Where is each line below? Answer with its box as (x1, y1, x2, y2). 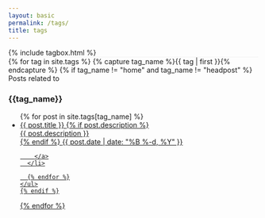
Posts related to (8, 74, 60, 83)
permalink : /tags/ (8, 19, 69, 27)
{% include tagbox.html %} (8, 48, 97, 58)
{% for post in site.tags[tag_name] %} (19, 112, 144, 121)
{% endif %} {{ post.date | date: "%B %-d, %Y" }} (19, 136, 183, 147)
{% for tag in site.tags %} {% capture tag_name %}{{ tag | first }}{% (8, 57, 231, 67)
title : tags (8, 26, 48, 34)
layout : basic (8, 11, 56, 20)
